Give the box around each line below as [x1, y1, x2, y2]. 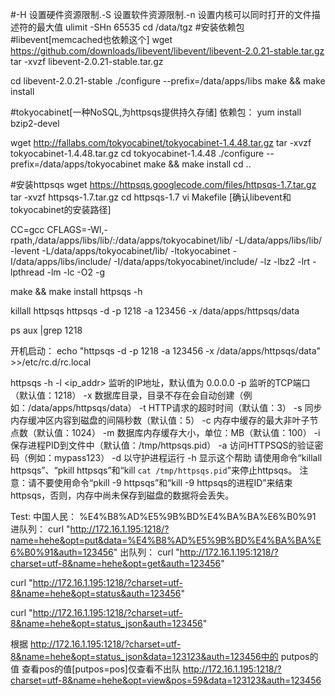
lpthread [10, 266, 45, 278]
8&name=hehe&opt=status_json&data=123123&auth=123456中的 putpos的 [10, 651, 319, 662]
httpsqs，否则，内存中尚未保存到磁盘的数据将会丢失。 [10, 489, 235, 501]
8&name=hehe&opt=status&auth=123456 [10, 588, 182, 599]
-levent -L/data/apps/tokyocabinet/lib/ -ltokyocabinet [10, 245, 231, 257]
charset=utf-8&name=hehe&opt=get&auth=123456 [10, 558, 222, 569]
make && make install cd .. [143, 158, 252, 170]
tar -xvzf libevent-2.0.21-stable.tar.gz [10, 56, 164, 67]
